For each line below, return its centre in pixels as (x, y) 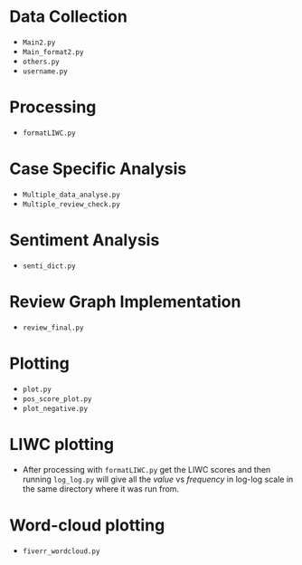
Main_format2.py (53, 52)
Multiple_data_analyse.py (71, 195)
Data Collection (69, 17)
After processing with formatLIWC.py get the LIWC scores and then (146, 469)
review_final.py (53, 328)
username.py (45, 71)
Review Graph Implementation (125, 302)
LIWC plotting (62, 444)
